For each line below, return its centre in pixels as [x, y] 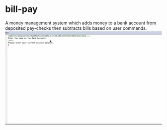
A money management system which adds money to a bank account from [81, 23]
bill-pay [22, 9]
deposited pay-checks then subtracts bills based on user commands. [76, 28]
